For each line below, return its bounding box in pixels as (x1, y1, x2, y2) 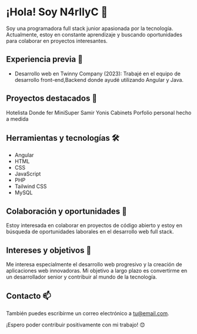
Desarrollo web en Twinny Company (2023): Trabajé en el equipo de (14, 70, 181, 77)
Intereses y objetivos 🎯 (6, 245, 92, 255)
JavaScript (14, 170, 41, 177)
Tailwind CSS (14, 183, 47, 190)
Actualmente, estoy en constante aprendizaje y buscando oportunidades (6, 31, 182, 38)
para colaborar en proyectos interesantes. (6, 37, 108, 44)
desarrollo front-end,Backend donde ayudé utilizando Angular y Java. (14, 76, 184, 83)
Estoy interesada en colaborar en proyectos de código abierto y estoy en (6, 222, 182, 229)
